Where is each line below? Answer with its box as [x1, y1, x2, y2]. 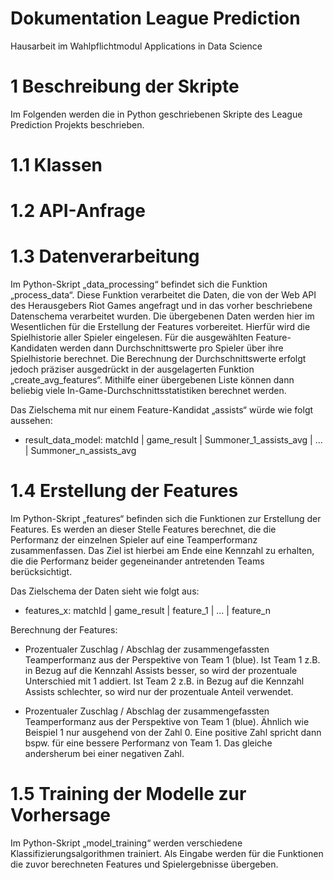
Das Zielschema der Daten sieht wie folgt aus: [10, 585, 200, 597]
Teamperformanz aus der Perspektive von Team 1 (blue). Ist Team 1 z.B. [24, 654, 321, 666]
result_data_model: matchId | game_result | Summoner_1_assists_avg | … [24, 434, 323, 446]
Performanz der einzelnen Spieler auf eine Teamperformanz [10, 534, 258, 546]
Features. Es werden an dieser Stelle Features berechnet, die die [10, 523, 277, 536]
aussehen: [10, 415, 53, 427]
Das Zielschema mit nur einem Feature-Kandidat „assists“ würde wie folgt [10, 404, 314, 416]
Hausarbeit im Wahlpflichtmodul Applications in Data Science [10, 40, 263, 52]
